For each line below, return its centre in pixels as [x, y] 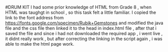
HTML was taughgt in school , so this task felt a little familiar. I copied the [81, 12]
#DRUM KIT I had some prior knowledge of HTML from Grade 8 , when [78, 7]
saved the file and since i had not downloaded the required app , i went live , [84, 33]
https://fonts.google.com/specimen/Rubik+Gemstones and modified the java [84, 23]
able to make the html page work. [40, 44]
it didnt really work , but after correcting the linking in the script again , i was [84, 39]
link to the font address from [35, 18]
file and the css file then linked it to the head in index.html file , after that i [81, 28]
